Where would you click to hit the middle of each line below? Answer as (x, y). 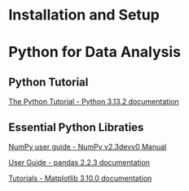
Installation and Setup (84, 15)
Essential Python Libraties (76, 127)
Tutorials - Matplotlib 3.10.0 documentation (80, 178)
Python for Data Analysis (95, 52)
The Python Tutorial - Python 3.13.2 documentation (94, 102)
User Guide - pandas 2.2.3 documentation (79, 163)
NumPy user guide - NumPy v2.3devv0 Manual (88, 147)
